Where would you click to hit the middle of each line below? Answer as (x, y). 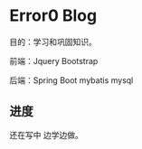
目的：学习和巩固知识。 (53, 42)
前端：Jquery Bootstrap (54, 61)
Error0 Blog (53, 16)
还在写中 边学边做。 (46, 135)
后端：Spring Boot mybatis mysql (71, 80)
